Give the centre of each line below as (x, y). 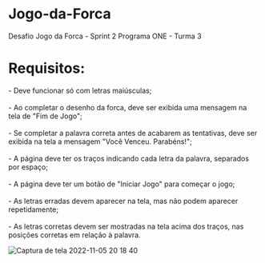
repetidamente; (33, 209)
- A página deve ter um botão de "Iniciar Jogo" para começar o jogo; (122, 184)
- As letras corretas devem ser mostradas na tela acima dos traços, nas (126, 226)
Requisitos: (47, 68)
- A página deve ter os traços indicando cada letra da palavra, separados (129, 158)
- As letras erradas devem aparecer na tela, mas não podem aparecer (123, 201)
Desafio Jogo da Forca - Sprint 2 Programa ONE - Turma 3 (105, 36)
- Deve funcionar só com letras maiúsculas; (80, 90)
